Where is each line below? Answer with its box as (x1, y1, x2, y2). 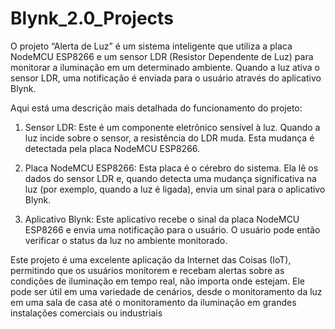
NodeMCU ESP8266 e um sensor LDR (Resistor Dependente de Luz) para (10, 50, 314, 62)
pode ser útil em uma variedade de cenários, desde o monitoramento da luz (10, 285, 323, 297)
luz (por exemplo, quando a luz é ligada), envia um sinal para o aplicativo (24, 183, 326, 195)
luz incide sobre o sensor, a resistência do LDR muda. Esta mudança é (24, 132, 315, 144)
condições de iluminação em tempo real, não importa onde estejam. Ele (10, 275, 306, 287)
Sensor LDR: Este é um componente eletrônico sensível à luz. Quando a (24, 121, 321, 133)
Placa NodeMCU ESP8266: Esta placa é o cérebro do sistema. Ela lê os (24, 162, 319, 174)
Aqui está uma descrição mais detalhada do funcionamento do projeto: (10, 102, 303, 114)
